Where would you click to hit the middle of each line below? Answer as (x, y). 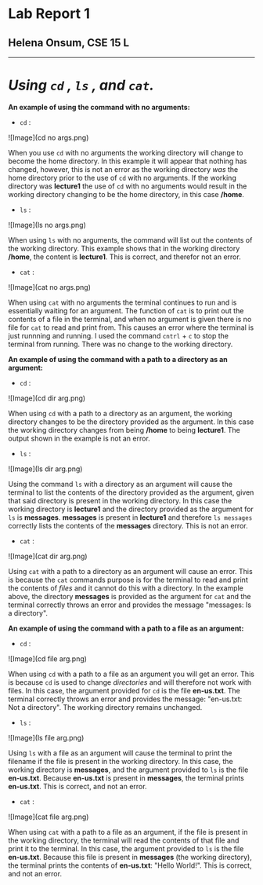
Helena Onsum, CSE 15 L (69, 43)
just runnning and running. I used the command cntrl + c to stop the (119, 335)
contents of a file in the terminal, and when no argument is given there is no (130, 319)
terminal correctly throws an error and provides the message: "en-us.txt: (125, 699)
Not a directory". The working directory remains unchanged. (105, 707)
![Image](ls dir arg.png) (45, 469)
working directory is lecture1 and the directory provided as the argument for (131, 509)
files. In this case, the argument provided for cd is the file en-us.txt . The (124, 690)
